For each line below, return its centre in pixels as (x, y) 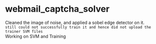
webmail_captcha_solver (57, 9)
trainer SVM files (24, 31)
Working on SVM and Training (36, 36)
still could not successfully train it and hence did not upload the (78, 27)
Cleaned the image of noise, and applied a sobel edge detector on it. (75, 22)
